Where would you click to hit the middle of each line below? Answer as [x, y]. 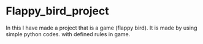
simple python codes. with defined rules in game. [68, 34]
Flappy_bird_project [57, 11]
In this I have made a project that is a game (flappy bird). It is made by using [101, 28]
